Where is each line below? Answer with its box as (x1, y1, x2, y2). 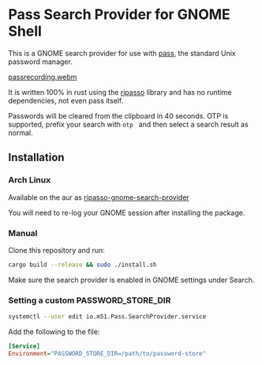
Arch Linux (8, 175, 51, 186)
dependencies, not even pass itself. (8, 96, 124, 105)
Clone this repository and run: (8, 245, 105, 254)
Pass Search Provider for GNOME (8, 6, 230, 24)
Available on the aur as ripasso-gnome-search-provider (8, 192, 189, 202)
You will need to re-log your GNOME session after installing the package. (8, 208, 245, 217)
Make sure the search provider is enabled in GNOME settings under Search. (8, 275, 255, 284)
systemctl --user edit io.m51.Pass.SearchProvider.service (8, 313, 207, 321)
